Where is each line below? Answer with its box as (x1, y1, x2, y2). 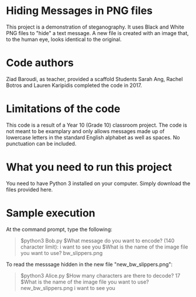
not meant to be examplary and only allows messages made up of (6, 127, 165, 135)
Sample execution (6, 206, 95, 219)
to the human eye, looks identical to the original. (6, 36, 122, 43)
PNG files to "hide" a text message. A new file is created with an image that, (6, 29, 189, 36)
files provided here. (6, 186, 53, 193)
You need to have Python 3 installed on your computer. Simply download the (6, 180, 191, 187)
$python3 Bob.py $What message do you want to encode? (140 (20, 237, 175, 244)
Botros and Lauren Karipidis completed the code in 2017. (6, 82, 142, 89)
